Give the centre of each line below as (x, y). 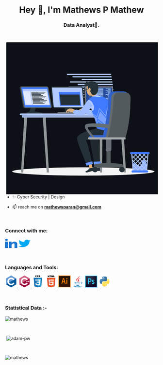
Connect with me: (26, 231)
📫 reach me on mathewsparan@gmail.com (57, 207)
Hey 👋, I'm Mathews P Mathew (81, 10)
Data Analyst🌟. (81, 25)
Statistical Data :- (26, 308)
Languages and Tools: (32, 267)
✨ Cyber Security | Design (38, 197)
